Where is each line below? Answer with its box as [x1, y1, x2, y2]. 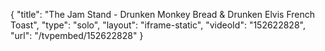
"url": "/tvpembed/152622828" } [10, 30, 144, 41]
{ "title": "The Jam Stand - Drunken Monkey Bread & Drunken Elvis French [10, 9, 316, 20]
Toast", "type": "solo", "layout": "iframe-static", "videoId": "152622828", [10, 19, 306, 31]
